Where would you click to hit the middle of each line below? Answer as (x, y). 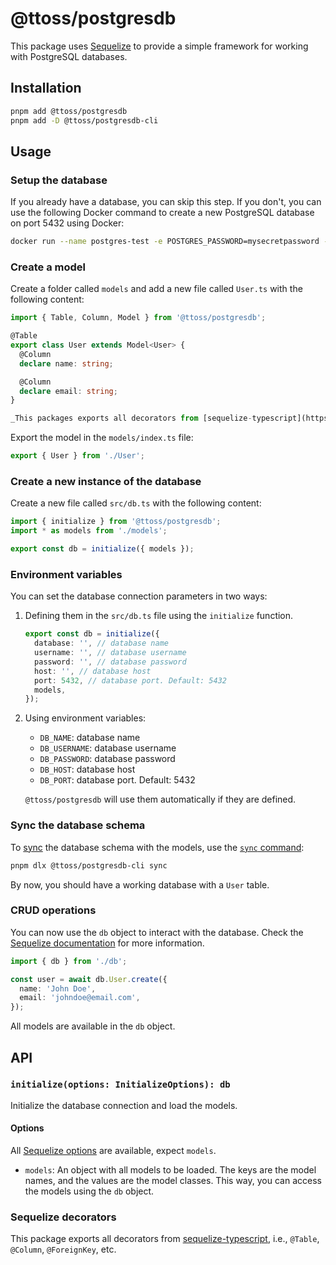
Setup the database (59, 180)
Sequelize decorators (63, 1217)
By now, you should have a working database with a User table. (140, 884)
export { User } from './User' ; (77, 456)
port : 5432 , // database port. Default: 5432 (130, 680)
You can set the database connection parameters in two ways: (139, 596)
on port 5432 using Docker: (67, 223)
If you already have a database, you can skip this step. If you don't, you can (166, 202)
